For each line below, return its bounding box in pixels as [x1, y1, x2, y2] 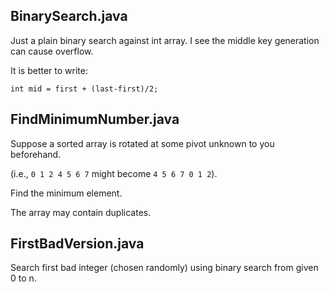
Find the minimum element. [10, 187, 123, 199]
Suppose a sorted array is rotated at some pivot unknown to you [10, 137, 275, 149]
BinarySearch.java [10, 8, 128, 25]
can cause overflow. [10, 45, 94, 57]
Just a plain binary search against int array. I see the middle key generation [10, 34, 320, 46]
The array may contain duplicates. [10, 206, 152, 218]
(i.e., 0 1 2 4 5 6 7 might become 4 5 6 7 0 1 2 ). [10, 167, 218, 179]
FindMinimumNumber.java [10, 111, 180, 128]
